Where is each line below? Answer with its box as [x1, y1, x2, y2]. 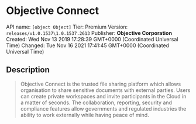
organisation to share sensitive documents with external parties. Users [20, 86, 191, 94]
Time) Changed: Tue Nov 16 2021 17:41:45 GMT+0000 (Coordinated [6, 42, 170, 49]
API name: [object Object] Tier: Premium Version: [6, 23, 128, 30]
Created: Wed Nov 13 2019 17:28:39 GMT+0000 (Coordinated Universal [6, 36, 178, 42]
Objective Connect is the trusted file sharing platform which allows [20, 80, 181, 87]
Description [6, 65, 50, 75]
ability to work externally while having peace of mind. [20, 111, 149, 118]
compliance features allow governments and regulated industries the [20, 105, 187, 112]
